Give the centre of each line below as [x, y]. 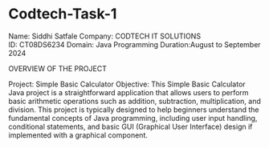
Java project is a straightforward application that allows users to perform [128, 92]
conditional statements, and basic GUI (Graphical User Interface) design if [130, 126]
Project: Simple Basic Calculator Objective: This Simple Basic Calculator [127, 84]
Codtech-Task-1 [63, 14]
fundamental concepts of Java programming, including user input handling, [133, 118]
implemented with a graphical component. [78, 135]
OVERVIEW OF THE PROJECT [57, 68]
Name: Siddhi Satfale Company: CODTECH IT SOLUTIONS [105, 36]
